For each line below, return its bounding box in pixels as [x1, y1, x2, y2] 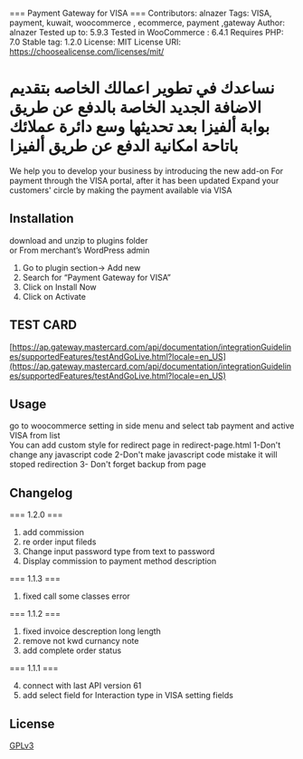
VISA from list [9, 430, 61, 441]
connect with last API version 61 [22, 680, 142, 691]
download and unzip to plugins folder [9, 235, 148, 245]
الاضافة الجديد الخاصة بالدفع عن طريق [9, 97, 262, 118]
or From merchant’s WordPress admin [9, 245, 150, 255]
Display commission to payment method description [22, 556, 217, 567]
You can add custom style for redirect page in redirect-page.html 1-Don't [9, 439, 281, 451]
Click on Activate [22, 291, 86, 302]
